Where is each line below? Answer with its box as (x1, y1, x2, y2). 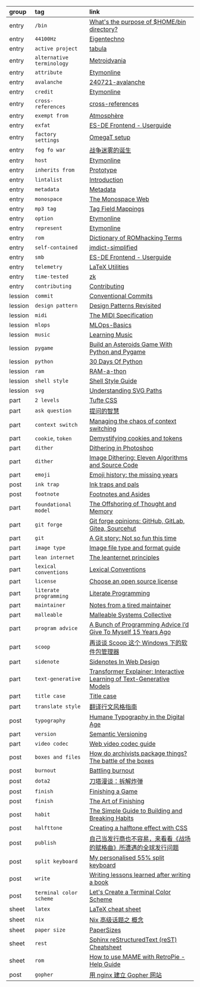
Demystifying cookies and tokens (89, 434, 183, 442)
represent (35, 225, 62, 231)
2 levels (35, 397, 60, 404)
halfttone (35, 825, 62, 831)
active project (35, 45, 78, 52)
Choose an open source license (89, 578, 178, 585)
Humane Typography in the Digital (89, 713, 185, 721)
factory (35, 131, 57, 138)
